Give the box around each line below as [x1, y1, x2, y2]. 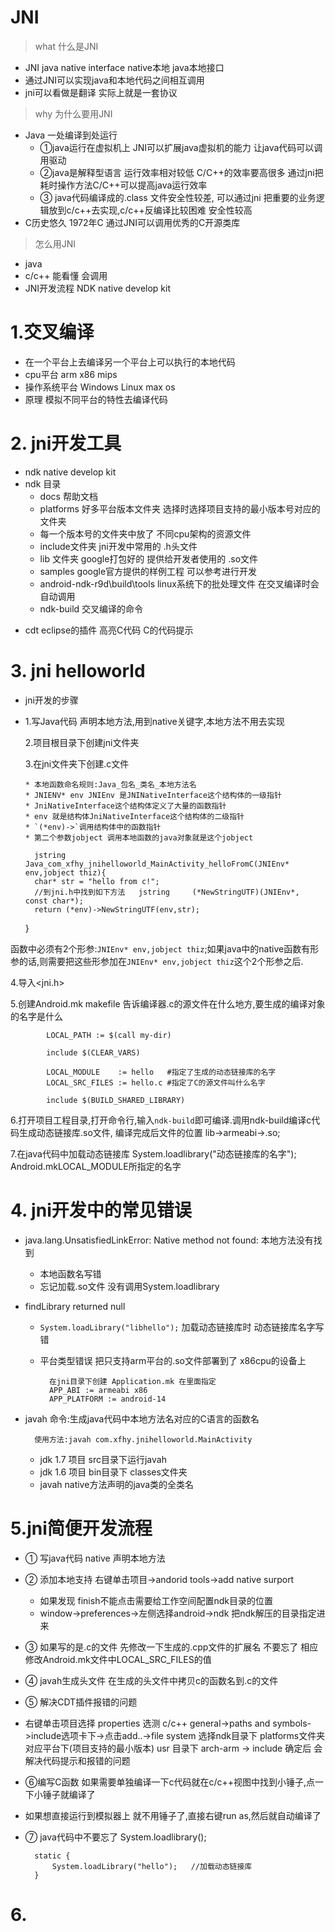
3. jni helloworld [10, 660, 146, 682]
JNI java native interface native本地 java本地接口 [24, 61, 225, 73]
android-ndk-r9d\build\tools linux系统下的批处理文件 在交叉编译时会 [39, 577, 320, 590]
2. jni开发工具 [10, 432, 122, 455]
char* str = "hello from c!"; [34, 876, 160, 886]
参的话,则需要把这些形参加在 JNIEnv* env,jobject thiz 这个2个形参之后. [10, 955, 304, 967]
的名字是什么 [10, 1010, 63, 1022]
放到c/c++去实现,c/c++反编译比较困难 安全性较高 [48, 204, 253, 216]
